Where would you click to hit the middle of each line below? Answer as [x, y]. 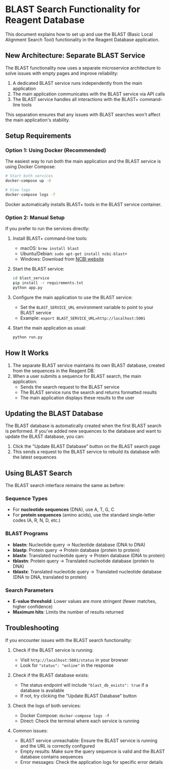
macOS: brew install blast [50, 248]
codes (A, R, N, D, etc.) [37, 520]
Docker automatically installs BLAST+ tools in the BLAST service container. [83, 204]
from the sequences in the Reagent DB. [54, 371]
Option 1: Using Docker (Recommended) [56, 150]
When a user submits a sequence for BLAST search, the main [77, 376]
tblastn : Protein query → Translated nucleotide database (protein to [83, 561]
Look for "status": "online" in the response [67, 665]
